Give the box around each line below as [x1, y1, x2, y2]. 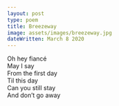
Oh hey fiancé [7, 54, 47, 63]
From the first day [7, 70, 58, 78]
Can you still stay [7, 84, 56, 92]
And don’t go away [7, 91, 61, 100]
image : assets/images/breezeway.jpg [7, 29, 112, 36]
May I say [7, 62, 34, 70]
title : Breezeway [7, 23, 57, 30]
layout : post [7, 10, 45, 17]
